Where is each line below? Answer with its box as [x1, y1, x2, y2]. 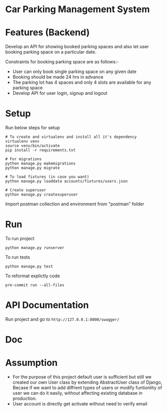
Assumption [5, 357, 58, 368]
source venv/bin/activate [5, 143, 60, 148]
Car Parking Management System [5, 4, 150, 15]
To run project [5, 236, 35, 241]
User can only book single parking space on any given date [12, 68, 137, 74]
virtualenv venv [5, 139, 39, 144]
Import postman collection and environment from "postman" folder [5, 201, 144, 207]
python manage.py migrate [5, 166, 60, 171]
